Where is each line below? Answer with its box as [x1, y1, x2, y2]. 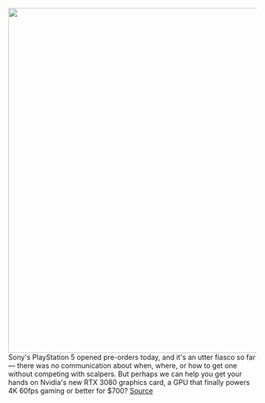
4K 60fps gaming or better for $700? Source [8, 386, 154, 395]
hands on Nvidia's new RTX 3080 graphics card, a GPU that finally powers [8, 378, 250, 386]
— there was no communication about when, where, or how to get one [8, 361, 237, 370]
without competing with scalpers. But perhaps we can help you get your [8, 369, 242, 379]
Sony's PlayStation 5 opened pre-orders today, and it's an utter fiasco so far [8, 353, 256, 362]
